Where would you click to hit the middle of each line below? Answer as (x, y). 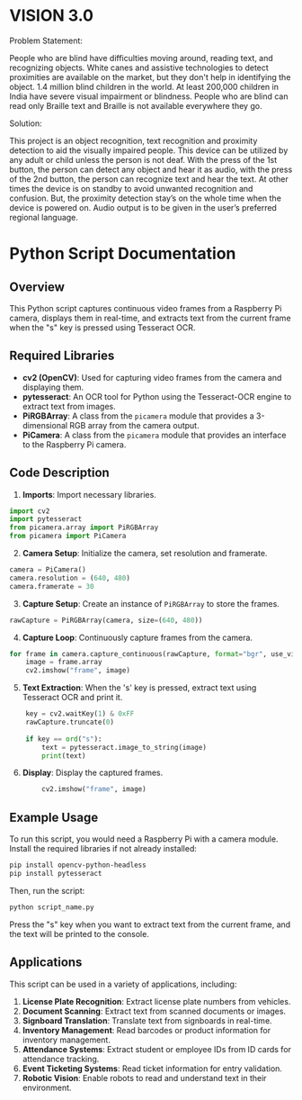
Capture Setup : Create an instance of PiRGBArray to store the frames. (151, 603)
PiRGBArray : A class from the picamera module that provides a (138, 416)
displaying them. (53, 387)
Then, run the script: (47, 890)
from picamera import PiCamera (68, 536)
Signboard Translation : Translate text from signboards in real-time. (147, 1020)
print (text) (64, 756)
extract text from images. (69, 406)
